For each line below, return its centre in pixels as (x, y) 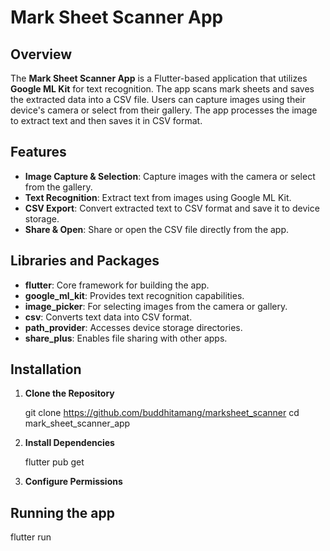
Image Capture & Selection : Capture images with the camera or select (170, 176)
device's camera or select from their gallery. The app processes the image (164, 110)
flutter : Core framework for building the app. (117, 285)
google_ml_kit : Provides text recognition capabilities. (134, 295)
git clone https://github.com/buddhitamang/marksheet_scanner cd (162, 413)
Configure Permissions (73, 482)
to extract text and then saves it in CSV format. (106, 120)
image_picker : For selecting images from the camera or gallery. (156, 306)
